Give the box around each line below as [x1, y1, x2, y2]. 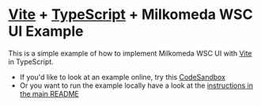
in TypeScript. [8, 57, 54, 66]
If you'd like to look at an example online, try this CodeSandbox [19, 72, 226, 81]
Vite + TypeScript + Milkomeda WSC [8, 6, 253, 24]
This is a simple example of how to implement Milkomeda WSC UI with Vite [8, 48, 252, 58]
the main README [19, 89, 79, 98]
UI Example [8, 22, 84, 40]
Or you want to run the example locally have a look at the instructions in [19, 81, 254, 90]
